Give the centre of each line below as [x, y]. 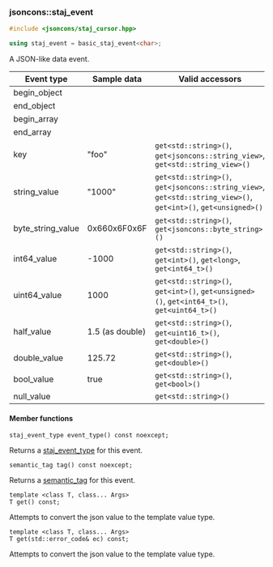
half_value [32, 332]
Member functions [41, 418]
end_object [34, 106]
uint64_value [38, 296]
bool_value [34, 379]
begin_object [38, 93]
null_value [32, 397]
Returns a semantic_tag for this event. [73, 480]
